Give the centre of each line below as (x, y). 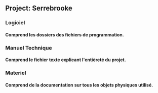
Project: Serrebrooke (39, 8)
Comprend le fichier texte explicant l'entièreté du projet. (66, 60)
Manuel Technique (29, 48)
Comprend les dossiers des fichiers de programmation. (65, 34)
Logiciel (15, 23)
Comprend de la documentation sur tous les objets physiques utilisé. (79, 85)
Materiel (16, 73)
